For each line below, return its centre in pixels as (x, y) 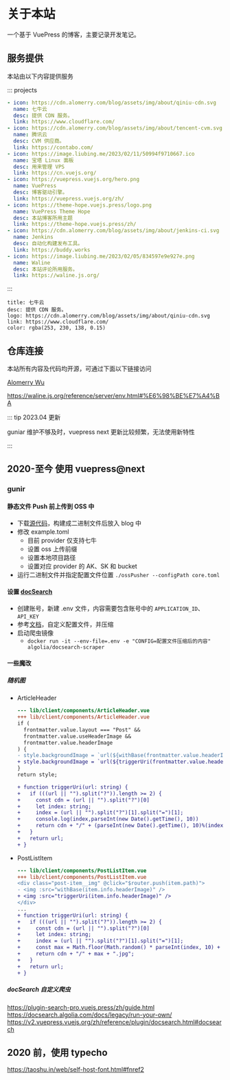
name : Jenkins (33, 237)
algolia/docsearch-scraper (66, 647)
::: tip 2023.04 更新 (34, 417)
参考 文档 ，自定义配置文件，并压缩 (65, 624)
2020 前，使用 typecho (57, 1052)
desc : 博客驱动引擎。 (41, 192)
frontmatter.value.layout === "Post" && (82, 730)
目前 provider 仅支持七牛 (62, 540)
